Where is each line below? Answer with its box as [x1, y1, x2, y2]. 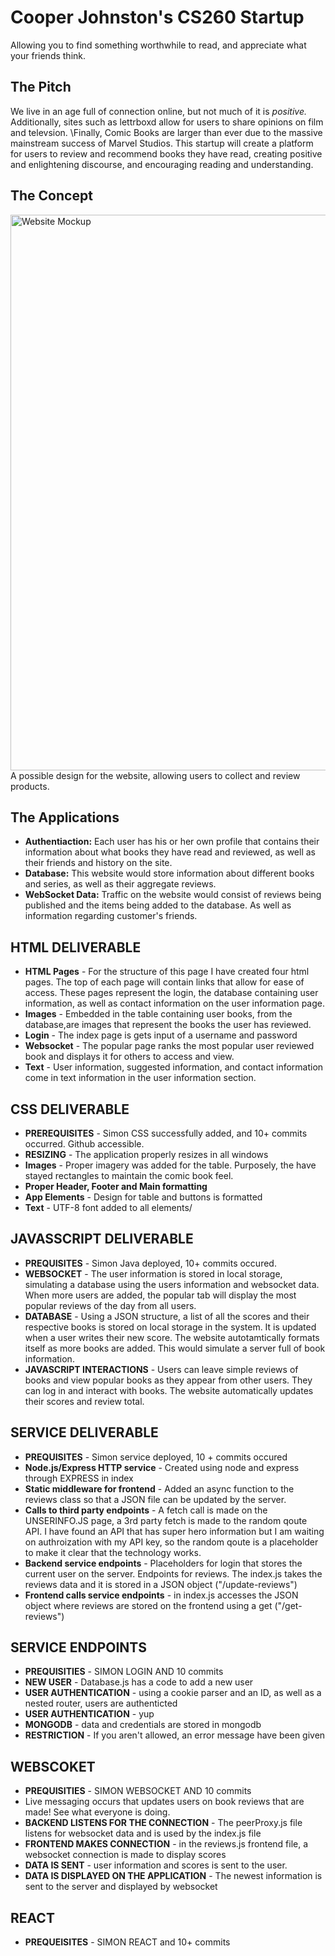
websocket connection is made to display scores [24, 1849, 227, 1861]
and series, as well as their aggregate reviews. [24, 878, 217, 890]
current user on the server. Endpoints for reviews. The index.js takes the [24, 1567, 323, 1580]
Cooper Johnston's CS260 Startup [10, 6, 305, 29]
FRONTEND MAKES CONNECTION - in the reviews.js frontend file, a [24, 1838, 309, 1850]
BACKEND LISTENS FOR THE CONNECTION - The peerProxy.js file [24, 1817, 303, 1829]
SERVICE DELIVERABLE [10, 1424, 159, 1441]
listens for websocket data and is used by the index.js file [24, 1827, 262, 1840]
